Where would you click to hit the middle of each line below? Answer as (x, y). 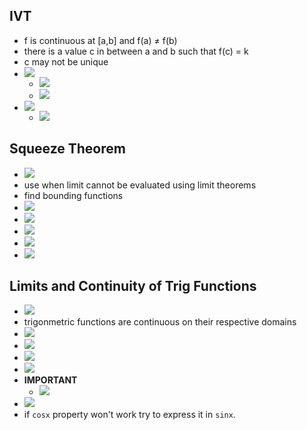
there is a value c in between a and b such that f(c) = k (136, 51)
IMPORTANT (50, 380)
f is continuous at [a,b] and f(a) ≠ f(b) (100, 40)
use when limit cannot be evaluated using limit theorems (140, 185)
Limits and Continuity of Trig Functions (133, 286)
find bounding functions (73, 195)
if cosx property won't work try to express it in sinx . (129, 415)
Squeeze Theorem (67, 149)
